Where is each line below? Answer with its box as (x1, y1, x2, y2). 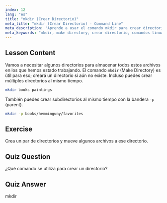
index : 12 (5, 7, 26, 12)
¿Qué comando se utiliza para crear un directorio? (5, 166, 108, 172)
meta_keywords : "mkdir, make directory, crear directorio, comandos (5, 30, 150, 35)
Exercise (5, 125, 33, 133)
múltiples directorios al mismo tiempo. (5, 77, 83, 83)
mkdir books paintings (5, 87, 52, 92)
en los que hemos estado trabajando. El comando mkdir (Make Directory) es (5, 67, 161, 73)
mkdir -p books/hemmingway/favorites (5, 111, 83, 116)
